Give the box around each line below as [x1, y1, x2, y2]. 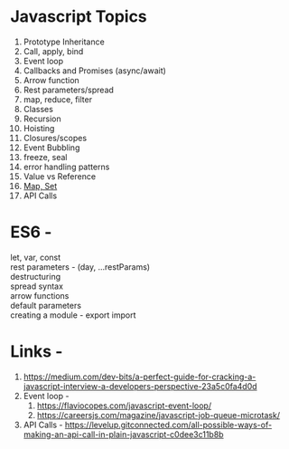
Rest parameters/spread [23, 84, 114, 95]
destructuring [10, 271, 61, 282]
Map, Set [23, 180, 58, 191]
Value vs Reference [23, 170, 97, 182]
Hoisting [23, 122, 55, 133]
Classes [23, 103, 53, 114]
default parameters [10, 300, 82, 310]
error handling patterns [23, 161, 110, 172]
